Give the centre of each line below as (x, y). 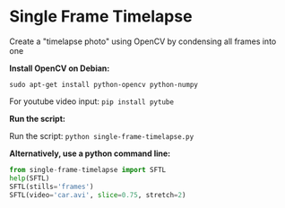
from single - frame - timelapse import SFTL (88, 169)
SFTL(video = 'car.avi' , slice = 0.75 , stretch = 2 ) (98, 195)
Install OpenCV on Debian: (60, 68)
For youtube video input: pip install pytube (92, 101)
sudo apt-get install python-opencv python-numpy (104, 84)
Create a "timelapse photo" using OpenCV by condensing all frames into (143, 41)
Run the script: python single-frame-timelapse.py (102, 135)
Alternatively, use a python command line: (90, 153)
